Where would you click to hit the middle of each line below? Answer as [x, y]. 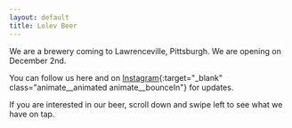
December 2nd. [38, 60]
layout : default [39, 17]
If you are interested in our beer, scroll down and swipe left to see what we [146, 104]
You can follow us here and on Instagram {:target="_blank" [116, 77]
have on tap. [32, 114]
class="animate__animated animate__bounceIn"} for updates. [122, 87]
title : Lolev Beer [43, 26]
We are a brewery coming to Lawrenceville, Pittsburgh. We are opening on [146, 51]
